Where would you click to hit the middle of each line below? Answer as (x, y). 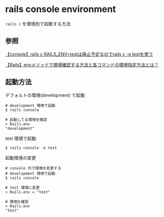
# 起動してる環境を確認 (26, 120)
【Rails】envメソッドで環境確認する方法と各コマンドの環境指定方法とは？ (82, 65)
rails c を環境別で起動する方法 (38, 24)
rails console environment (61, 9)
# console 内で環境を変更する (33, 168)
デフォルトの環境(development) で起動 (45, 95)
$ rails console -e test (31, 148)
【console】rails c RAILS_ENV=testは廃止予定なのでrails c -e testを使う (79, 54)
